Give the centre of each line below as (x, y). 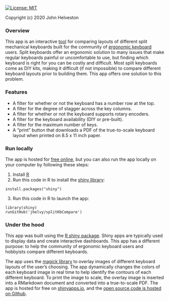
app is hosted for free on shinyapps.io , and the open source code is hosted (83, 288)
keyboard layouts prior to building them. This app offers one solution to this (83, 74)
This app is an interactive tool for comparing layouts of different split (76, 42)
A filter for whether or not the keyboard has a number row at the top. (84, 103)
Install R (21, 174)
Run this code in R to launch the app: (51, 198)
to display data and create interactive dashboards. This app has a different (82, 241)
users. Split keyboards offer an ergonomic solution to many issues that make (85, 52)
